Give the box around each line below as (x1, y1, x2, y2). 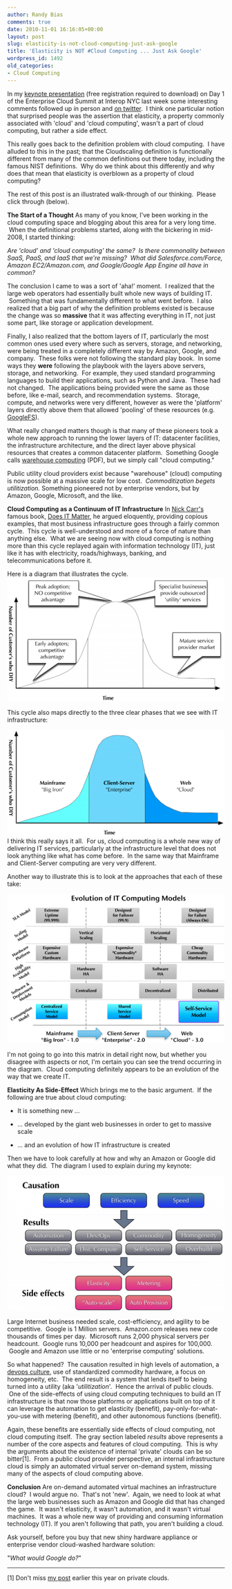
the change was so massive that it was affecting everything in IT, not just (7, 311, 216, 319)
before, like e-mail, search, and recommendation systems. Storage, (7, 391, 200, 399)
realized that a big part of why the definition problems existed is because (7, 303, 215, 312)
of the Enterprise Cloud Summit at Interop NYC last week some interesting (7, 97, 218, 105)
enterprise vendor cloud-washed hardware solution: (7, 1541, 155, 1549)
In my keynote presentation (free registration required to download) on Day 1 (7, 89, 224, 98)
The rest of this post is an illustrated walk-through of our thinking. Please (7, 190, 216, 198)
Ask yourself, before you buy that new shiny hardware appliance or (7, 1533, 198, 1541)
